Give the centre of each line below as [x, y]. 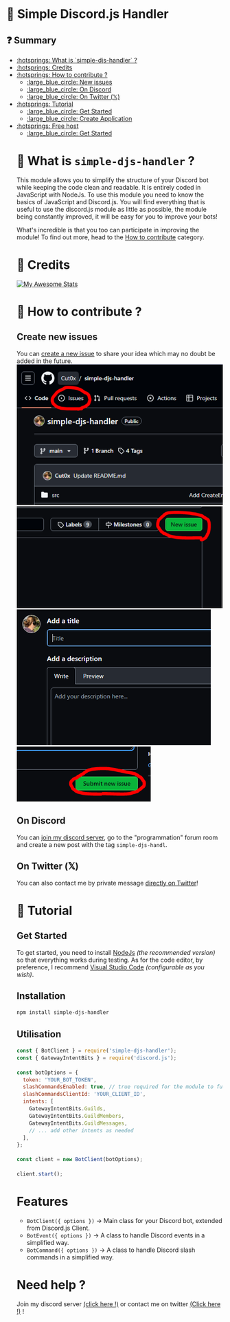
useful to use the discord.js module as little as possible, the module [112, 209]
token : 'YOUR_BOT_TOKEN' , [60, 1080]
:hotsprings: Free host [47, 126]
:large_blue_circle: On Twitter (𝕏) [73, 97]
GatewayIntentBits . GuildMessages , [78, 1123]
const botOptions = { [47, 1072]
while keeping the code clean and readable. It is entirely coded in [108, 187]
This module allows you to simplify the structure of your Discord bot [112, 180]
